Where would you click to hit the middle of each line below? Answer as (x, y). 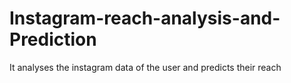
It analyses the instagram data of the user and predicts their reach (145, 67)
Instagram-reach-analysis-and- (145, 18)
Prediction (53, 39)
